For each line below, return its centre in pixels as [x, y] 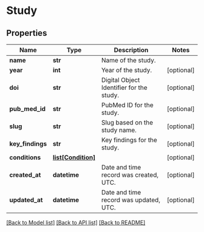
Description [131, 50]
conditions [25, 157]
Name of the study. [128, 60]
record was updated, [131, 200]
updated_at [26, 200]
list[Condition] [74, 157]
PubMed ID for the [127, 105]
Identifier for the [124, 87]
